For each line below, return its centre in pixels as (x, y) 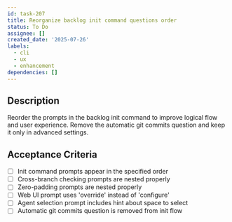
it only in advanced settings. (48, 132)
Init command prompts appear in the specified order (93, 172)
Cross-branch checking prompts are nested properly (94, 179)
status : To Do (28, 27)
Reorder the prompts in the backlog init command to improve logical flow (112, 118)
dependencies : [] (33, 72)
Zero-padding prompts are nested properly (80, 187)
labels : (19, 46)
